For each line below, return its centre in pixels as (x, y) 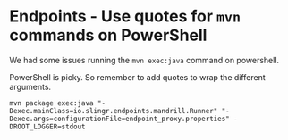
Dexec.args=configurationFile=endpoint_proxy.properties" (119, 119)
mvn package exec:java (51, 103)
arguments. (30, 86)
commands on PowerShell (108, 35)
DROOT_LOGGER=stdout (48, 127)
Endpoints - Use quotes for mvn (125, 16)
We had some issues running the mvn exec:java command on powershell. (144, 60)
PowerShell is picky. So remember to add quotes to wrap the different (137, 77)
